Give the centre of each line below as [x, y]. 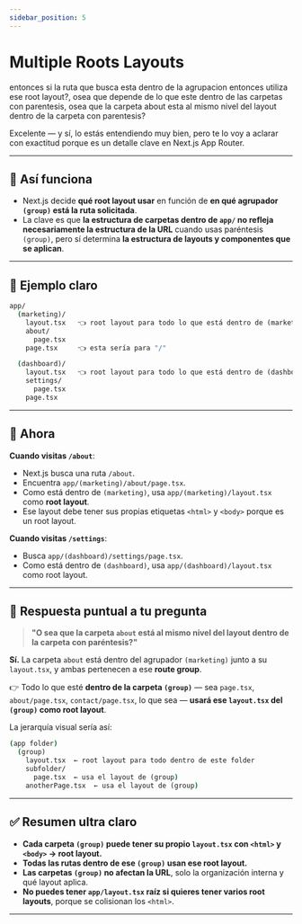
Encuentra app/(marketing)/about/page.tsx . [104, 483]
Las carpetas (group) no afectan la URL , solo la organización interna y [153, 872]
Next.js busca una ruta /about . [78, 473]
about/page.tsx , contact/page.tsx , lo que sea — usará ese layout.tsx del [146, 700]
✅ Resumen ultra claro [73, 822]
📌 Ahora [32, 434]
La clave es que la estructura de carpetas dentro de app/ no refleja [148, 220]
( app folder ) [34, 744]
